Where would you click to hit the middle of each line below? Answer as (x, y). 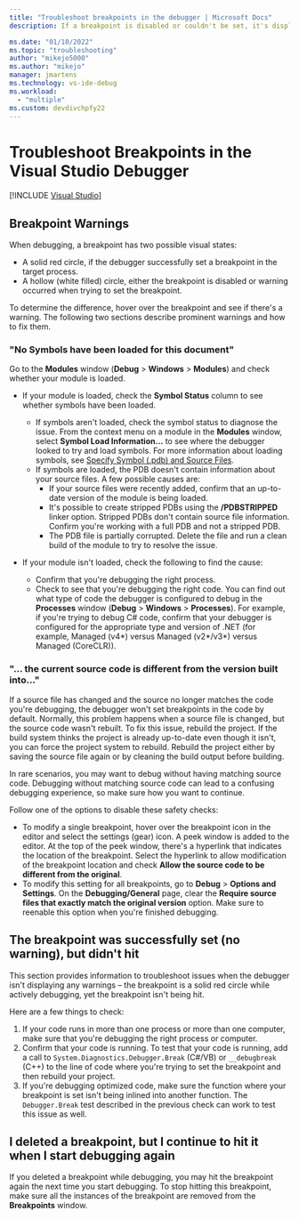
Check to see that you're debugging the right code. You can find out (161, 589)
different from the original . (72, 874)
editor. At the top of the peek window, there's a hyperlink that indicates (152, 845)
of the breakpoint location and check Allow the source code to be (143, 865)
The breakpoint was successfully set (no (125, 940)
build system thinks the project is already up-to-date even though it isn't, (143, 737)
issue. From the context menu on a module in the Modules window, (159, 432)
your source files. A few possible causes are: (117, 479)
